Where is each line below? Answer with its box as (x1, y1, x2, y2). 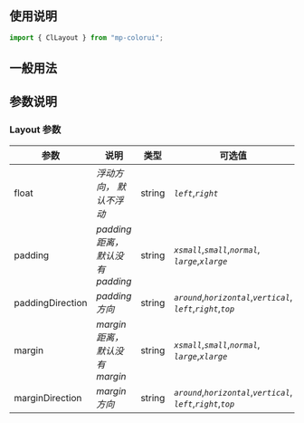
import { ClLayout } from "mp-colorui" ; (9, 33, 165, 43)
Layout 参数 (9, 123, 62, 136)
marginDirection (14, 391, 82, 404)
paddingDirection (14, 296, 88, 309)
